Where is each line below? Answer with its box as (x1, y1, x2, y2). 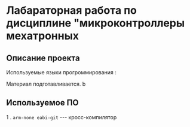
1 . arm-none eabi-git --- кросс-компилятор (6, 113, 117, 120)
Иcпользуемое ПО (6, 98, 79, 108)
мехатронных (6, 29, 79, 43)
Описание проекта (6, 53, 80, 63)
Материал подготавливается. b (6, 80, 86, 87)
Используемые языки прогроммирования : (6, 69, 117, 75)
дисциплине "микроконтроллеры (6, 16, 185, 30)
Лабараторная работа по (6, 4, 137, 17)
